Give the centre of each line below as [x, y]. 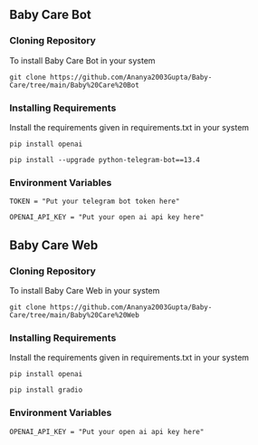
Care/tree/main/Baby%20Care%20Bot [75, 85]
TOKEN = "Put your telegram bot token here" [95, 202]
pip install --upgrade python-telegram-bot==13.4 [105, 160]
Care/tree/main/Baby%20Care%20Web [75, 315]
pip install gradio [46, 390]
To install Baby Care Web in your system [85, 290]
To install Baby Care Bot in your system [82, 60]
